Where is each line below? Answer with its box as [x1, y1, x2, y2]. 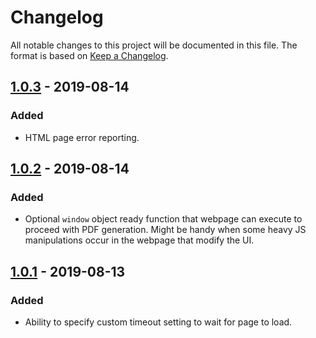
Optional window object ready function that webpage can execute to [24, 213, 303, 225]
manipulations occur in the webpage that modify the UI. [24, 234, 255, 246]
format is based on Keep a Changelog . [10, 49, 169, 61]
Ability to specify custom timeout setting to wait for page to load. [24, 316, 293, 328]
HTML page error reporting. [24, 131, 140, 143]
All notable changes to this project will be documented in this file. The [10, 39, 298, 51]
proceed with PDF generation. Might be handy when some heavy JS [24, 224, 307, 236]
